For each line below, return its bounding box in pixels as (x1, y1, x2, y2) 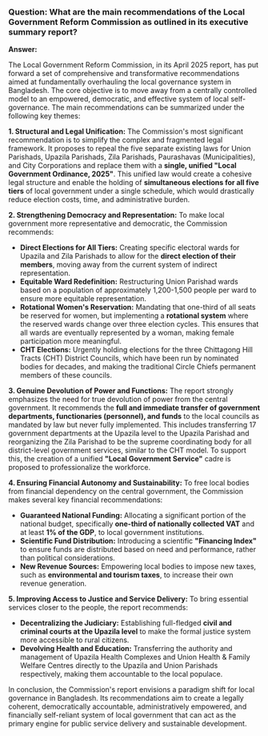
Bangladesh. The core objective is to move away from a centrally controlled (8, 86, 258, 95)
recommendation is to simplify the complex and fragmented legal (8, 135, 223, 145)
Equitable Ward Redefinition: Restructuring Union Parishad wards (19, 277, 238, 287)
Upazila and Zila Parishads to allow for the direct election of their (19, 251, 236, 261)
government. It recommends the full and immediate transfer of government (8, 403, 261, 412)
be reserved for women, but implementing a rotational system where (19, 311, 250, 320)
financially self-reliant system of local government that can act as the (8, 710, 237, 720)
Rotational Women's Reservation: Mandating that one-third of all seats (19, 303, 256, 312)
